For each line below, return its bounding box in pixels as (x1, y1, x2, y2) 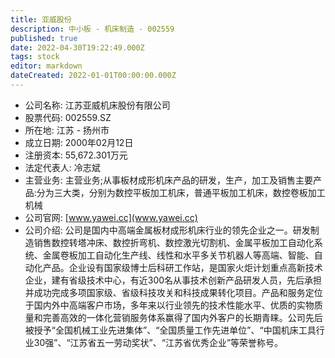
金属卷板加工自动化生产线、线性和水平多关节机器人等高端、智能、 (42, 249, 315, 261)
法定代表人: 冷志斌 (24, 161, 101, 173)
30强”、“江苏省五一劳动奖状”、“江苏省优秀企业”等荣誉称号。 (33, 336, 284, 348)
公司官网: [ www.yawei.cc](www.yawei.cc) (24, 211, 198, 223)
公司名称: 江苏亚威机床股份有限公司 (24, 99, 171, 111)
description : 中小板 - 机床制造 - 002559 (10, 24, 175, 34)
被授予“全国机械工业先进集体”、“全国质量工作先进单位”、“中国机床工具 (24, 324, 317, 336)
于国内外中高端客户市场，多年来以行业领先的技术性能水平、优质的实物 (24, 299, 315, 311)
